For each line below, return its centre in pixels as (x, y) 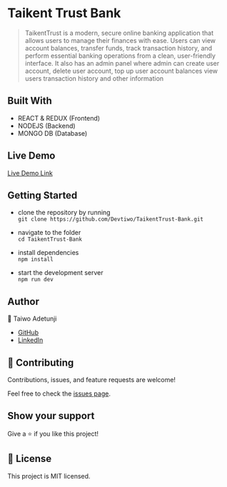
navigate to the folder (49, 233)
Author (23, 301)
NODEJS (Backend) (47, 126)
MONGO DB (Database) (52, 133)
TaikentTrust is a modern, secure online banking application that (119, 33)
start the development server (60, 273)
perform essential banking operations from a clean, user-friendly (120, 56)
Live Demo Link (30, 173)
